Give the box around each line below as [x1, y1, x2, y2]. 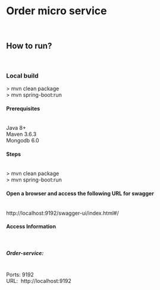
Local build [6, 71, 39, 79]
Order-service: [6, 250, 44, 257]
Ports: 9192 [6, 271, 34, 278]
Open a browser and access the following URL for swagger [6, 190, 155, 197]
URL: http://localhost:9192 [6, 277, 71, 284]
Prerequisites [6, 105, 40, 112]
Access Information [6, 223, 57, 230]
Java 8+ [6, 125, 27, 132]
